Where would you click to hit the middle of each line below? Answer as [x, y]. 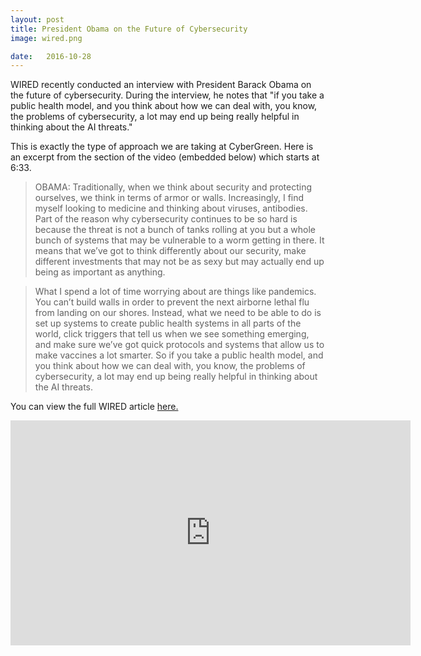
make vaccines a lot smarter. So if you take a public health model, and [179, 355]
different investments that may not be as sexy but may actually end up [179, 262]
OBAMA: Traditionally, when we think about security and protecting [173, 187]
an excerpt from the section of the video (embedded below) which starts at [165, 157]
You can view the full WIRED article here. [94, 407]
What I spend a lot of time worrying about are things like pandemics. [175, 292]
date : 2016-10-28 [51, 56]
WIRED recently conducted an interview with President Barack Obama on [161, 85]
